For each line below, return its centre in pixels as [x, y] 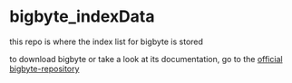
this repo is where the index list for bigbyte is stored [107, 41]
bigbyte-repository [44, 69]
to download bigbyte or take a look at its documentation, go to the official [146, 59]
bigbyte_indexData [82, 17]
